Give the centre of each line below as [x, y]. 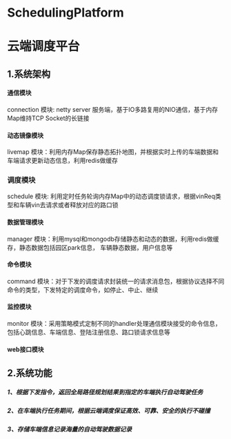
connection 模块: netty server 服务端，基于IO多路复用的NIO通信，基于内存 [113, 109]
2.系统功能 [30, 373]
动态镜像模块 [25, 135]
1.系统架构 [29, 74]
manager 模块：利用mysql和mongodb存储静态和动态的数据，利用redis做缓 [113, 239]
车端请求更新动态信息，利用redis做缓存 [63, 161]
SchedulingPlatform [66, 13]
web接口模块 [26, 349]
